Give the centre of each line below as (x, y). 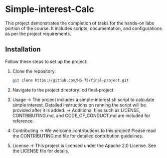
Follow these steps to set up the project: (46, 61)
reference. (23, 120)
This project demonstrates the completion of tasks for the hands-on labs (80, 23)
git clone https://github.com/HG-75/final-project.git (71, 80)
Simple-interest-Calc (50, 9)
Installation (23, 49)
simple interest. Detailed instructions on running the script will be (79, 105)
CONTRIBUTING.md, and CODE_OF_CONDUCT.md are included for (81, 115)
